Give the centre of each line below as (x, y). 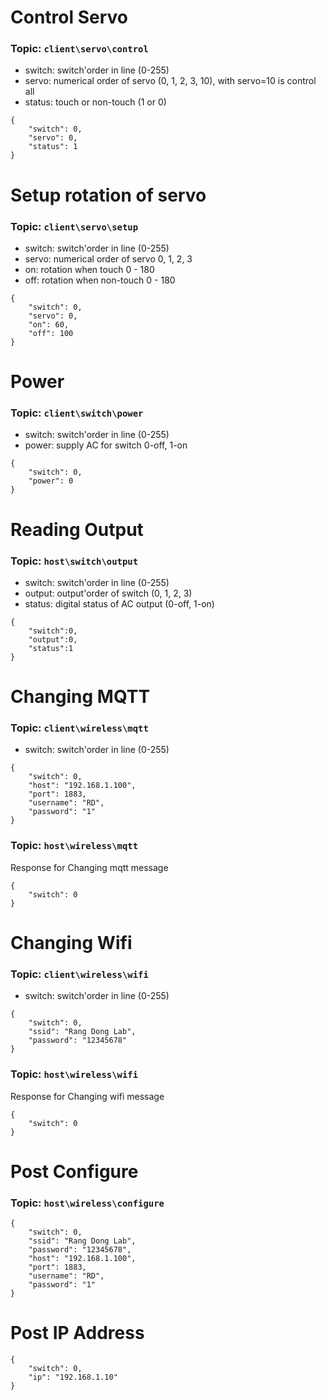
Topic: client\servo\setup (74, 226)
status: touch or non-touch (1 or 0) (95, 102)
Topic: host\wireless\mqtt (74, 846)
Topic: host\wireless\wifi (74, 1074)
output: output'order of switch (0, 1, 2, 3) (108, 593)
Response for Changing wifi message (87, 1096)
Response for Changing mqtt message (89, 867)
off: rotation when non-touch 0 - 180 (100, 280)
